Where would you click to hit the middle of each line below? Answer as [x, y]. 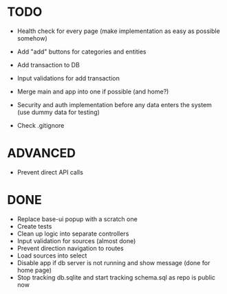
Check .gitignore [41, 125]
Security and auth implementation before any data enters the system [114, 104]
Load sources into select [52, 256]
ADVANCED [41, 154]
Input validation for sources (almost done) [76, 240]
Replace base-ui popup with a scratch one [77, 219]
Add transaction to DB [48, 65]
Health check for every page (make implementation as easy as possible [118, 31]
